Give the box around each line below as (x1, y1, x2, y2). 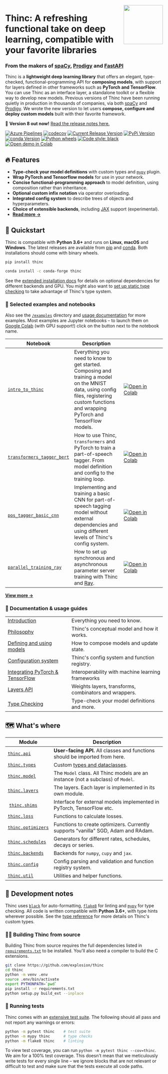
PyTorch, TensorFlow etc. (53, 804, 113, 812)
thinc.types (7, 762, 36, 768)
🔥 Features (5, 155, 40, 164)
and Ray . (74, 580, 95, 587)
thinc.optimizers (7, 825, 49, 831)
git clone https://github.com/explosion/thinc (5, 963, 104, 968)
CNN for (74, 496, 93, 503)
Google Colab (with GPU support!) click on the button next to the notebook (5, 323, 159, 329)
